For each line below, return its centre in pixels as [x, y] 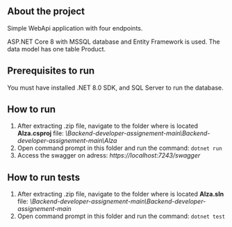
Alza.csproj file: [40, 133]
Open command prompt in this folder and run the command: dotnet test [121, 216]
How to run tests [44, 177]
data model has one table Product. [57, 49]
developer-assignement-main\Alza [67, 141]
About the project [46, 11]
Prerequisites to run [51, 71]
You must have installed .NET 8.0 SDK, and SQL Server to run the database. [115, 87]
